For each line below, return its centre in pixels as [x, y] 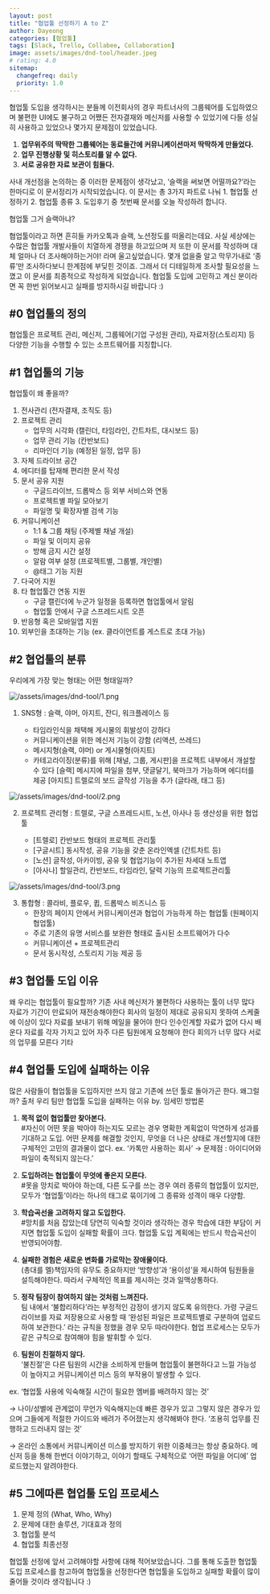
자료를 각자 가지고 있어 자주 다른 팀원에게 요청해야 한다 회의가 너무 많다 [135, 1032]
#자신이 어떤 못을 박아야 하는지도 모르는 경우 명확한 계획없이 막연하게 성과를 [140, 1128]
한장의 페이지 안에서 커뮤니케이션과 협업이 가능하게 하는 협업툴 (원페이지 [146, 913]
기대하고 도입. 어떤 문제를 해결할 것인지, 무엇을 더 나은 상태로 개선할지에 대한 [141, 1138]
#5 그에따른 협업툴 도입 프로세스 [84, 1493]
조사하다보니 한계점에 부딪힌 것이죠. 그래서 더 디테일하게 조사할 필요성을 [139, 265]
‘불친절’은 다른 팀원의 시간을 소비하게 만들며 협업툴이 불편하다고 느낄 [128, 1364]
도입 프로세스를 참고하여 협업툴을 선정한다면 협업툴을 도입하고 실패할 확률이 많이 [135, 1571]
